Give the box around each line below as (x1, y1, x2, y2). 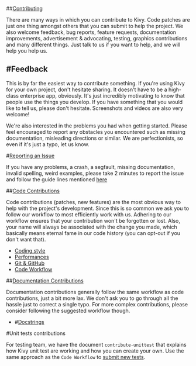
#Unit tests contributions (6, 330, 66, 337)
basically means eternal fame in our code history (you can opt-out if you (6, 229, 180, 236)
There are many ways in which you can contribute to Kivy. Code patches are (6, 16, 190, 23)
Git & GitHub (14, 260, 45, 267)
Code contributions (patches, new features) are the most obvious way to (6, 198, 181, 205)
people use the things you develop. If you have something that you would (6, 98, 183, 105)
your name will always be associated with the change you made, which (6, 223, 177, 230)
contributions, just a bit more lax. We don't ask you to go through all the (6, 295, 178, 302)
